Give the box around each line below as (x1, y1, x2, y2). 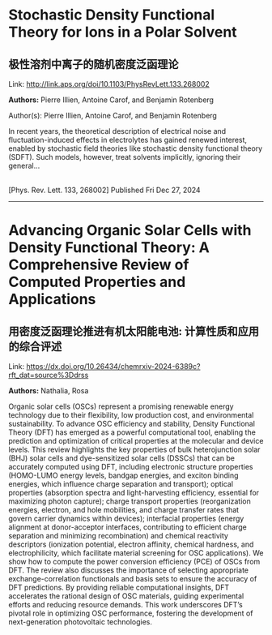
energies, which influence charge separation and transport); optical (8, 479, 233, 488)
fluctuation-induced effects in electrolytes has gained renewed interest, (8, 135, 248, 144)
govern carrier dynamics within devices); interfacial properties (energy (8, 513, 244, 523)
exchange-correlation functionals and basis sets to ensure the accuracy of (8, 574, 257, 583)
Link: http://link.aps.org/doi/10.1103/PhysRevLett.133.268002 (8, 79, 210, 88)
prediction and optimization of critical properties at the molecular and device (8, 436, 264, 445)
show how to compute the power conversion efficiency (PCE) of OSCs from (8, 557, 261, 566)
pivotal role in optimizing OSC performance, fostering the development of (8, 608, 253, 618)
